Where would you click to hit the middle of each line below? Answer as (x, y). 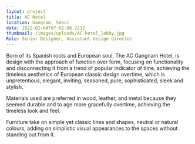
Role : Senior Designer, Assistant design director (69, 39)
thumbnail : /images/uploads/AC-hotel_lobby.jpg (65, 34)
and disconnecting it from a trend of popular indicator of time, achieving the (98, 68)
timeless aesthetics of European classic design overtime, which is (86, 74)
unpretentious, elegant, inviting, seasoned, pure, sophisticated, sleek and (95, 81)
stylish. (15, 87)
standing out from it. (31, 135)
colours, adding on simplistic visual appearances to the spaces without (92, 128)
